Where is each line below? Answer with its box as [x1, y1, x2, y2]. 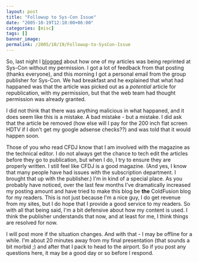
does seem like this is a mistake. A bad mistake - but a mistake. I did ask [6, 113, 182, 120]
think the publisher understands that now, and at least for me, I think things [6, 212, 189, 219]
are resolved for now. [6, 219, 58, 226]
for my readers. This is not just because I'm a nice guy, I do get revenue [6, 193, 181, 201]
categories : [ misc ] [6, 25, 54, 31]
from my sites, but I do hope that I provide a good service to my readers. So [6, 200, 190, 207]
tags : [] [6, 31, 28, 37]
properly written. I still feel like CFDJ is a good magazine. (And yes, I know [6, 162, 187, 169]
